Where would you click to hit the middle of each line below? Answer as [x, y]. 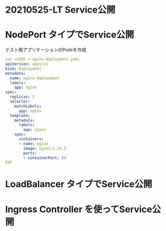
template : [20, 115]
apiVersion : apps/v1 [27, 64]
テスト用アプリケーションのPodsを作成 [46, 50]
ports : [30, 153]
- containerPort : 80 [45, 158]
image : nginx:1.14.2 [45, 148]
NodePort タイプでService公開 [70, 35]
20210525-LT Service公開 [60, 10]
